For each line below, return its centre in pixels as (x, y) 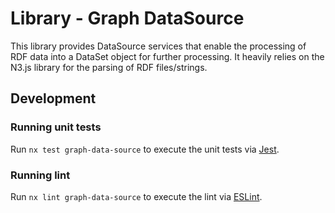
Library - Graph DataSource (127, 18)
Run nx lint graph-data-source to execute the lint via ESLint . (136, 196)
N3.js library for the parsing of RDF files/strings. (109, 67)
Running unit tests (56, 127)
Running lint (40, 175)
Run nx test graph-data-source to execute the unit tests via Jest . (145, 149)
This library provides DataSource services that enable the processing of (158, 46)
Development (53, 98)
